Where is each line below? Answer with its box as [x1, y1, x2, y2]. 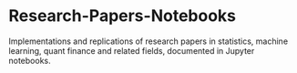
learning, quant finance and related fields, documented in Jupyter [8, 45, 255, 56]
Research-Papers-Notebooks [8, 5, 236, 26]
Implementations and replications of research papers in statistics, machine [8, 36, 289, 47]
